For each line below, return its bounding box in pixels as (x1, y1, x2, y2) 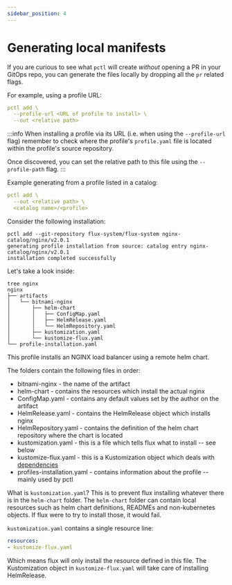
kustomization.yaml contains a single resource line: (7, 523, 154, 532)
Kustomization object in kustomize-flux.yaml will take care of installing (7, 564, 209, 572)
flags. (7, 77, 24, 86)
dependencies (17, 461, 59, 469)
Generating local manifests (7, 39, 166, 55)
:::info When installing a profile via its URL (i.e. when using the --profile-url (7, 129, 226, 138)
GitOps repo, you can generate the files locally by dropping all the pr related (7, 70, 224, 78)
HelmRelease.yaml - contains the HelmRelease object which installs (17, 409, 211, 417)
